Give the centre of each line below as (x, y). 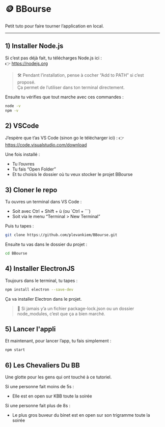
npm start (15, 350)
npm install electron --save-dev (39, 289)
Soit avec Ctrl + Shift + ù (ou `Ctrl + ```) (51, 211)
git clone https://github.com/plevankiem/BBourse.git (61, 235)
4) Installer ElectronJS (40, 269)
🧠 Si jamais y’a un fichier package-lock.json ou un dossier (75, 308)
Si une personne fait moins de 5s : (40, 387)
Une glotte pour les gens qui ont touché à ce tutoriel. (58, 377)
